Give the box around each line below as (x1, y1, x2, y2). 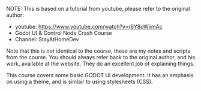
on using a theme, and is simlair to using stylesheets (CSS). (6, 78, 153, 85)
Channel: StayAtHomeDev (14, 36, 79, 43)
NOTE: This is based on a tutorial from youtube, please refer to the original (6, 5, 190, 12)
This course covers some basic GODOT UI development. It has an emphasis (6, 72, 194, 78)
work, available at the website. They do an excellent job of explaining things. (6, 60, 195, 67)
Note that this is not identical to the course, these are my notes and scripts (6, 47, 191, 54)
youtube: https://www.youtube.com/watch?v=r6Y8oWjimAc (14, 23, 163, 30)
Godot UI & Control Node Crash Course (14, 29, 112, 37)
